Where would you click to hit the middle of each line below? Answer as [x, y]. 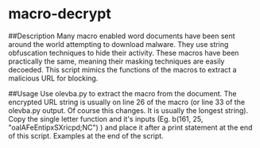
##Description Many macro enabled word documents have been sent [122, 36]
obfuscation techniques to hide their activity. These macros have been [124, 53]
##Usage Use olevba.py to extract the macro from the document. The [122, 93]
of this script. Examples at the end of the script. [86, 135]
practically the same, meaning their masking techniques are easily [116, 61]
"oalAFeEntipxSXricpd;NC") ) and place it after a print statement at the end [130, 127]
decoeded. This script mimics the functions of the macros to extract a [122, 69]
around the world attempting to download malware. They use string [118, 44]
